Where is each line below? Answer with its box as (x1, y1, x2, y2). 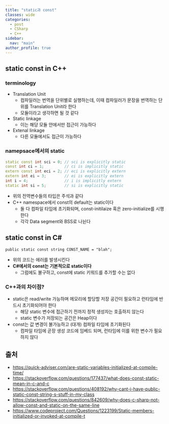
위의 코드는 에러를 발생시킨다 (12, 256, 70, 262)
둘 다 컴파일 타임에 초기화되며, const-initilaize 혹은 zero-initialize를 (20, 205, 155, 211)
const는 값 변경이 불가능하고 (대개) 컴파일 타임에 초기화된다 (12, 321, 131, 327)
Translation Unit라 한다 (29, 103, 77, 110)
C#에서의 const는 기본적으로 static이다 (12, 263, 92, 269)
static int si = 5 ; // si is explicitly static (5, 183, 124, 188)
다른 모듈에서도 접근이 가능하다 (20, 134, 82, 140)
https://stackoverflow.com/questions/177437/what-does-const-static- (12, 375, 159, 381)
